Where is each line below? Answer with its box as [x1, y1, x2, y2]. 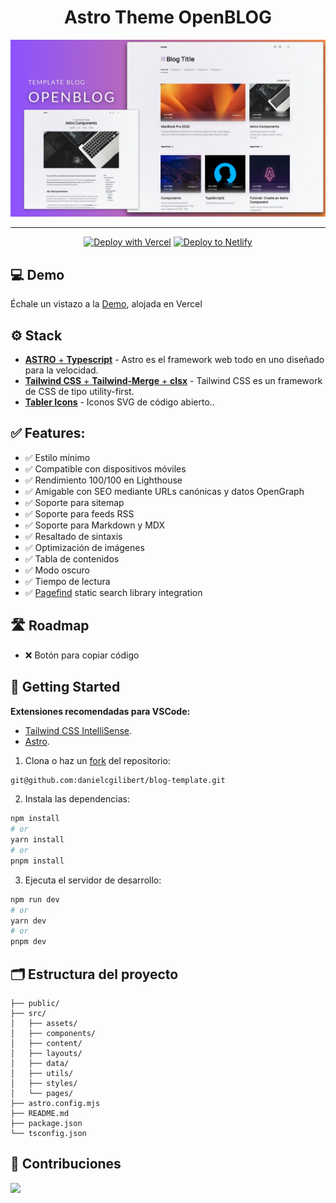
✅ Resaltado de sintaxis [24, 530, 123, 542]
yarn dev [10, 916, 47, 926]
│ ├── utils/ [10, 1068, 74, 1078]
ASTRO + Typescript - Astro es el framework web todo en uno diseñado [24, 354, 325, 366]
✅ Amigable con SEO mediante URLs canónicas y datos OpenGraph [24, 485, 305, 497]
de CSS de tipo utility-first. [24, 386, 135, 398]
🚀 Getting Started [10, 679, 121, 696]
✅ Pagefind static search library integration [24, 586, 203, 598]
